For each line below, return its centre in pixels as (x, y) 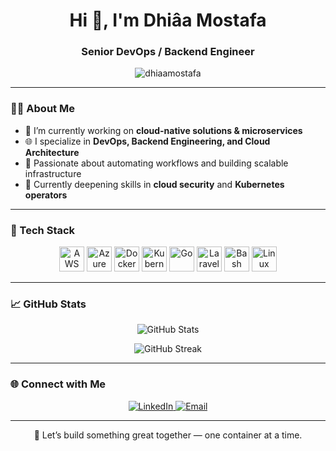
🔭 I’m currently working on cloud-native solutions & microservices (163, 130)
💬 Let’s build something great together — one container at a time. (168, 435)
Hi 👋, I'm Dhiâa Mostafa (168, 20)
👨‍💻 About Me (42, 109)
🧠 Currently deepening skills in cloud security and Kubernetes (154, 184)
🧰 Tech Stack (43, 230)
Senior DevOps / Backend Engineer (168, 52)
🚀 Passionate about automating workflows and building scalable (156, 163)
